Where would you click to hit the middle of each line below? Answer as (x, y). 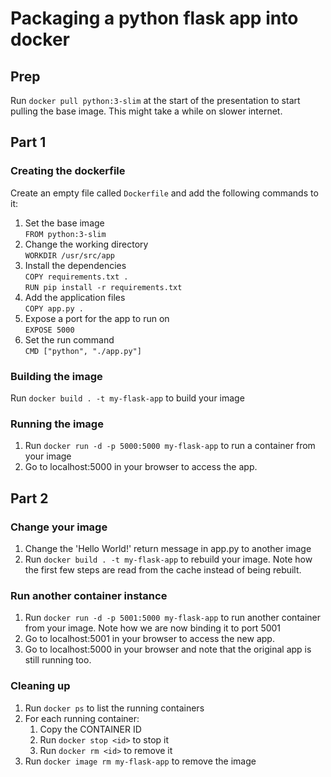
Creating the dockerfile (68, 171)
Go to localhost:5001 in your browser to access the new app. (149, 639)
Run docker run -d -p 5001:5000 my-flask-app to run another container (172, 618)
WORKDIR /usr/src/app (69, 255)
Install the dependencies (75, 265)
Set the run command (69, 339)
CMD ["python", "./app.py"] (83, 351)
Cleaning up (40, 686)
